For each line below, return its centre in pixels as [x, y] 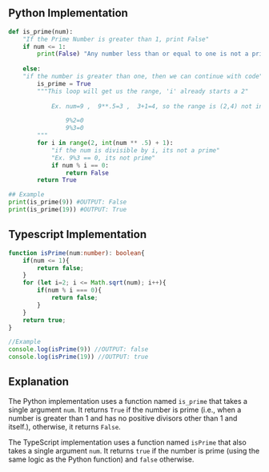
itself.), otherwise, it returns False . [65, 426]
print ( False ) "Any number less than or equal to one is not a [143, 54]
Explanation [39, 382]
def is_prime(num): [41, 31]
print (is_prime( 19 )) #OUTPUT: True [68, 210]
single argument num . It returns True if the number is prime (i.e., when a [125, 409]
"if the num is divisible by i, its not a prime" [135, 150]
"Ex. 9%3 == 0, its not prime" [103, 158]
